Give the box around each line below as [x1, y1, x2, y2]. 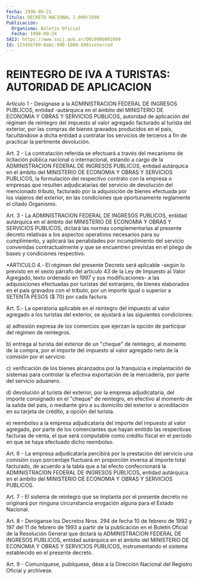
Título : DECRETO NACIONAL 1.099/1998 [6, 14, 100, 20]
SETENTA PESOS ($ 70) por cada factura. [6, 293, 108, 300]
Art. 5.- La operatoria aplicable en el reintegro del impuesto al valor [6, 305, 170, 312]
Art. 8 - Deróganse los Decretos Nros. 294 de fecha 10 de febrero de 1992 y [6, 517, 192, 525]
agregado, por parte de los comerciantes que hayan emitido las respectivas [6, 426, 191, 433]
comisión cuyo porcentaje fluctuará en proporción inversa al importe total [6, 456, 186, 463]
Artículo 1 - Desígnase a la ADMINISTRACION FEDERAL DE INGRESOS [6, 100, 178, 107]
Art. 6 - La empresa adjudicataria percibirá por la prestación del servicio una [6, 449, 193, 457]
